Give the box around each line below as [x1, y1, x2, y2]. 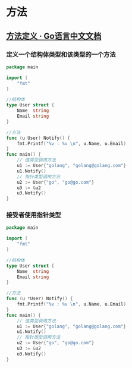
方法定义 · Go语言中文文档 [6, 31, 102, 41]
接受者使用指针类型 [6, 211, 61, 219]
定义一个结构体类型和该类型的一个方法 [6, 50, 116, 58]
